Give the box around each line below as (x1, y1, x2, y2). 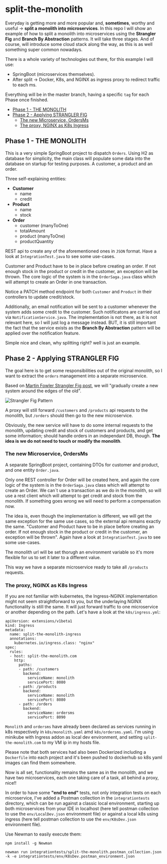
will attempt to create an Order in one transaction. (5, 279, 107, 285)
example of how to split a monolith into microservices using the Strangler (5, 30, 156, 36)
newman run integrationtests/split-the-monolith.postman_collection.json (5, 850, 162, 855)
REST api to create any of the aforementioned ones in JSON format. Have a (5, 248, 157, 254)
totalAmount (19, 228, 45, 234)
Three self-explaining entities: (5, 176, 66, 182)
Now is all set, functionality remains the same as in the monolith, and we (5, 770, 154, 776)
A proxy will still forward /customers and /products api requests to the (5, 407, 148, 413)
